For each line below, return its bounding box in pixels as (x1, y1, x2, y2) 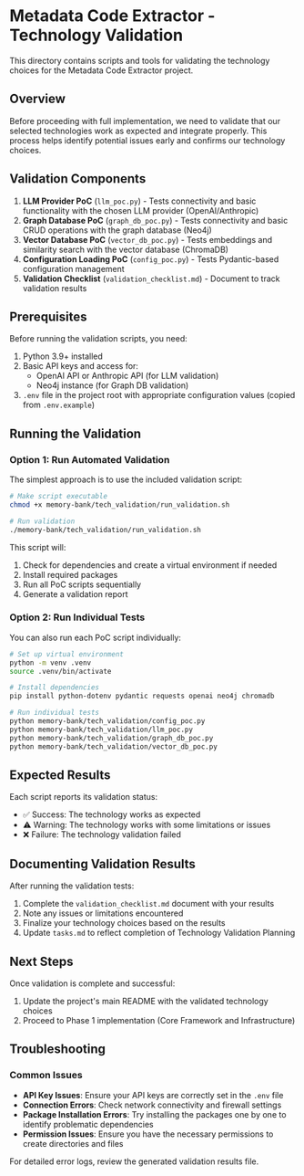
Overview (9, 91, 66, 107)
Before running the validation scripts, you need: (9, 333, 188, 344)
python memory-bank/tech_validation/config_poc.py (9, 717, 206, 726)
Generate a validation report (22, 588, 128, 599)
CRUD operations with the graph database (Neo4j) (22, 225, 212, 236)
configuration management (22, 263, 125, 274)
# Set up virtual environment (9, 649, 125, 658)
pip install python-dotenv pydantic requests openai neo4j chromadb (9, 691, 275, 701)
